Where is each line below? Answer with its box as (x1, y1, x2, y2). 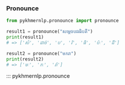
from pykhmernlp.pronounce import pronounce (6, 18, 119, 24)
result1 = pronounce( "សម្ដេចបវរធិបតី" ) (6, 29, 93, 35)
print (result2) (6, 56, 44, 62)
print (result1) (6, 34, 44, 40)
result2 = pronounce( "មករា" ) (6, 50, 77, 56)
